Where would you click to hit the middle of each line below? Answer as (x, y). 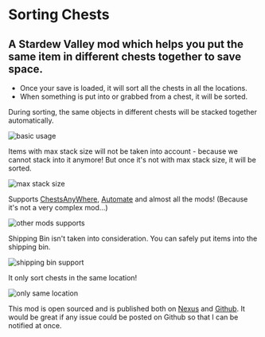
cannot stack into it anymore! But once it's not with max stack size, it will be (132, 160)
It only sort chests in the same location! (73, 278)
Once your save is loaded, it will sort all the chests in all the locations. (134, 88)
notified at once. (35, 325)
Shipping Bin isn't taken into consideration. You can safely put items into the (133, 238)
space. (26, 69)
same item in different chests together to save (125, 56)
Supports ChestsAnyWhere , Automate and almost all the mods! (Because (128, 199)
